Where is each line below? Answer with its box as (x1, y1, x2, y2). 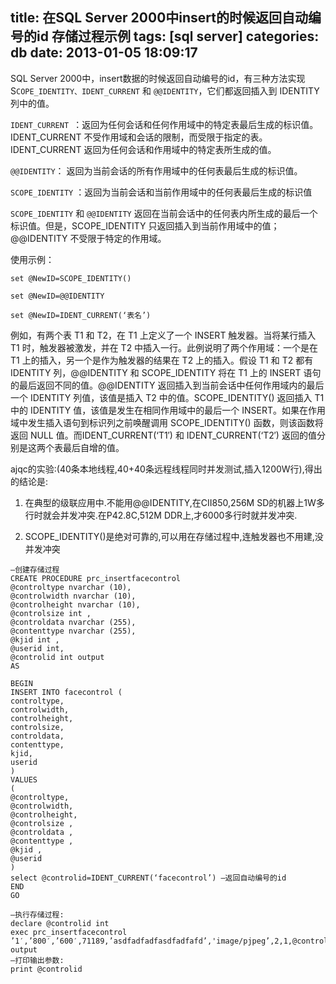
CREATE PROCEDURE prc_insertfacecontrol (10, 573, 182, 583)
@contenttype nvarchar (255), (10, 626, 137, 636)
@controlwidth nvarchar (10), (10, 591, 137, 601)
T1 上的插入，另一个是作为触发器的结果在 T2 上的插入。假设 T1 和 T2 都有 (10, 354, 314, 366)
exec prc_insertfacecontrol (10, 927, 128, 937)
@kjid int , (10, 634, 60, 645)
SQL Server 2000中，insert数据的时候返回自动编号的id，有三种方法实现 (10, 72, 306, 84)
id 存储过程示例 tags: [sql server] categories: (36, 28, 320, 45)
